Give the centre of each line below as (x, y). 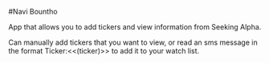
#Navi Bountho (33, 12)
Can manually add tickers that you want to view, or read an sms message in (133, 42)
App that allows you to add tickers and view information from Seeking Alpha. (135, 27)
